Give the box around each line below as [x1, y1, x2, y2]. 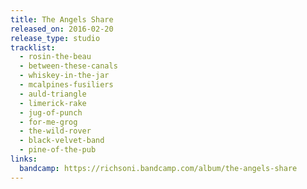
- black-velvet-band [19, 136, 105, 146]
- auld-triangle [19, 89, 87, 99]
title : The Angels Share [10, 14, 114, 25]
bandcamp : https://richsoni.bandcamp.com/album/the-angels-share [19, 163, 298, 173]
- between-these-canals [19, 61, 118, 71]
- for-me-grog [19, 117, 78, 127]
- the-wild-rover [19, 126, 92, 136]
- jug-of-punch [19, 107, 83, 118]
